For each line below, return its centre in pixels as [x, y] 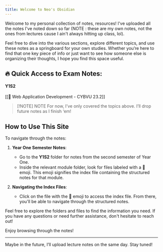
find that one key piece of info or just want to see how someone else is [76, 53]
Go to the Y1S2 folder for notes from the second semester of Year [85, 157]
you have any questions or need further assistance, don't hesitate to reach [80, 216]
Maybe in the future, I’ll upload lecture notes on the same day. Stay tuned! [79, 245]
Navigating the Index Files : [39, 187]
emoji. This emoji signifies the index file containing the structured [84, 173]
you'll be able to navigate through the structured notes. [74, 202]
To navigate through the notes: [36, 138]
